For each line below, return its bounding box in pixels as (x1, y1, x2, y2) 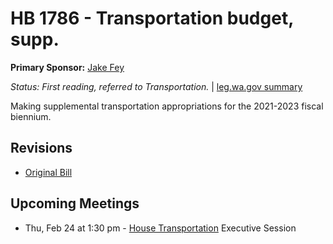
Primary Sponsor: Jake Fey (10, 61, 125, 73)
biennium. (10, 110, 52, 122)
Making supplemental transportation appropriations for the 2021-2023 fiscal (10, 100, 324, 112)
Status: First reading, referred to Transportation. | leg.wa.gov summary (10, 80, 303, 92)
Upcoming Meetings (10, 195, 140, 212)
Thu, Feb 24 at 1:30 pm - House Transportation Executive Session (24, 222, 297, 234)
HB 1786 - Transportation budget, (10, 7, 294, 30)
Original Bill (24, 166, 73, 178)
